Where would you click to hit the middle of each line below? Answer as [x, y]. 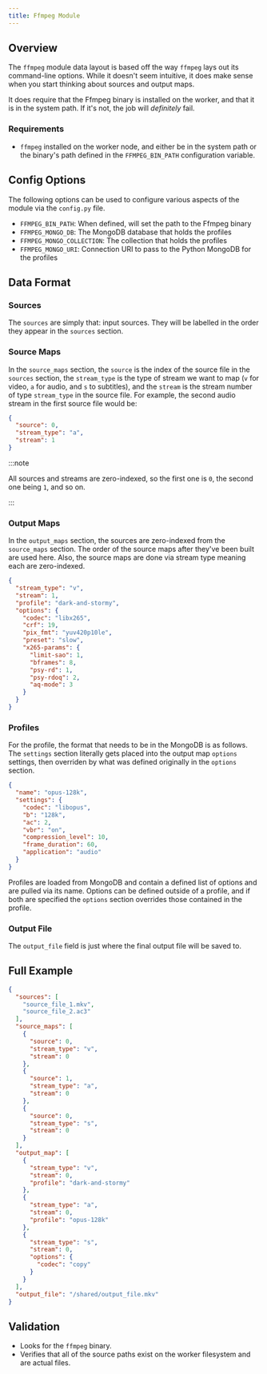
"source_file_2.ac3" [57, 1012]
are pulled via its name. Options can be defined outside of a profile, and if [129, 891]
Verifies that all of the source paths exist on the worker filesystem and [135, 1354]
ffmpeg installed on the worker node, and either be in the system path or [138, 146]
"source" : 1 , [51, 1079]
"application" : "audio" [62, 853]
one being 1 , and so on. [47, 487]
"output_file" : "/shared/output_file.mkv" [87, 1294]
